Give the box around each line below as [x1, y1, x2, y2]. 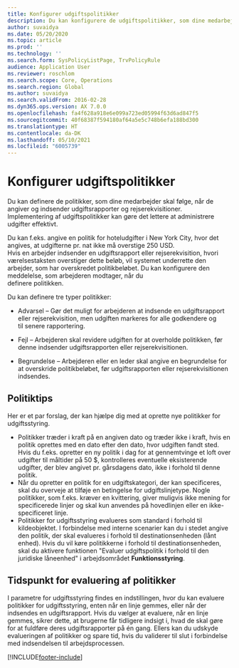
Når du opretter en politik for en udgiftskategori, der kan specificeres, [17, 478, 222, 486]
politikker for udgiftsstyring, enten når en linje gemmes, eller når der [7, 601, 207, 610]
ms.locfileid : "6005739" [7, 143, 81, 150]
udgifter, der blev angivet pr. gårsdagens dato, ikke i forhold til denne [17, 463, 221, 471]
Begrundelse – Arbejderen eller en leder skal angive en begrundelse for [17, 357, 228, 365]
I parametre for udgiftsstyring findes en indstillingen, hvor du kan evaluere [7, 593, 225, 602]
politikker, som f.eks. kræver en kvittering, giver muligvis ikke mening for [17, 493, 230, 502]
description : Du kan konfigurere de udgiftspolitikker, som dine [7, 17, 205, 24]
